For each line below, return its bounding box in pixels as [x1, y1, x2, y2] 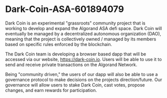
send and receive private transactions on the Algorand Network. [5, 61, 137, 67]
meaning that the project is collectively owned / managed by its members [5, 36, 156, 42]
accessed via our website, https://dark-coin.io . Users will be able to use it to [5, 56, 162, 62]
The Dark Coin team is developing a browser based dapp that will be [5, 51, 146, 57]
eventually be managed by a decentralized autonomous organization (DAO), [5, 30, 161, 36]
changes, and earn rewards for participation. [5, 87, 97, 93]
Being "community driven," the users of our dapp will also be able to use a [5, 71, 158, 77]
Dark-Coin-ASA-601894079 [5, 3, 124, 15]
